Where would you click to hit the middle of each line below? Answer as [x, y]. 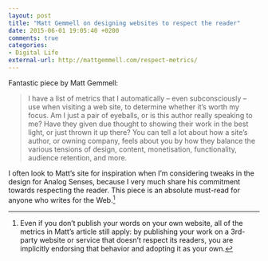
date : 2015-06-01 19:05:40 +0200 [64, 30]
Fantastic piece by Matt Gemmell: [63, 83]
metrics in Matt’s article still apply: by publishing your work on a [124, 231]
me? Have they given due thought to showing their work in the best [138, 124]
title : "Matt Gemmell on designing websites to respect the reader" [124, 23]
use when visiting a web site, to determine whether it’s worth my [133, 107]
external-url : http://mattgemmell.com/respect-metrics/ [103, 61]
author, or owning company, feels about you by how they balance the [142, 140]
